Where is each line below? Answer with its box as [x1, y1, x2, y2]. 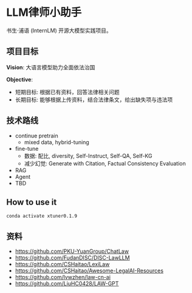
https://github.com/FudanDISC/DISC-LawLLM [15, 254, 130, 261]
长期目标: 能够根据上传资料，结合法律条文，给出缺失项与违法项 [15, 95, 173, 103]
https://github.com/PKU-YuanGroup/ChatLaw [15, 247, 129, 255]
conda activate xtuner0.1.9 [6, 213, 78, 219]
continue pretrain [15, 132, 59, 139]
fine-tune [15, 145, 39, 152]
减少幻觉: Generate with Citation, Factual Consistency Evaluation [24, 159, 187, 167]
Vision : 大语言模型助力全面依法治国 [6, 63, 95, 71]
